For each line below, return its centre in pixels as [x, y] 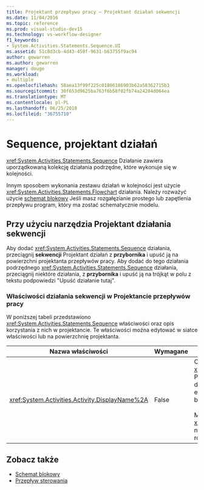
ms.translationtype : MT [36, 97]
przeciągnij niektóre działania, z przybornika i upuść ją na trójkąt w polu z [99, 274]
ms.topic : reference [32, 23]
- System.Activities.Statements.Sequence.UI [63, 46]
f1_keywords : [23, 40]
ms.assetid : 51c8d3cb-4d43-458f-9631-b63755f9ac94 [72, 52]
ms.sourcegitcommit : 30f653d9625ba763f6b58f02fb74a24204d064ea [88, 91]
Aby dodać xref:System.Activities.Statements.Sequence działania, [89, 248]
